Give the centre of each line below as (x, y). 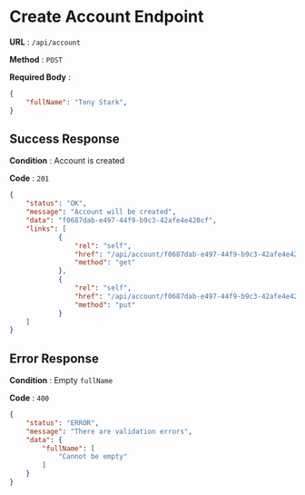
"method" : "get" (105, 262)
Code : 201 (30, 178)
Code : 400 (30, 398)
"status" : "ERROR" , (63, 423)
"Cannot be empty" (93, 457)
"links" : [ (46, 229)
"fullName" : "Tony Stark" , (77, 102)
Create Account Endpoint (107, 17)
